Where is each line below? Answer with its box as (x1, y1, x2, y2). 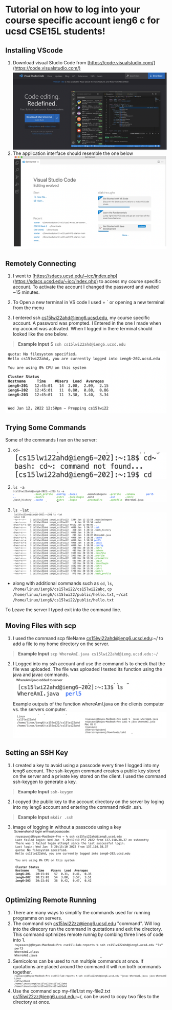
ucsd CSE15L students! (5, 26, 106, 37)
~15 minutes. (12, 289, 40, 295)
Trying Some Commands (5, 423, 86, 432)
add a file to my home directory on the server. (12, 641, 110, 647)
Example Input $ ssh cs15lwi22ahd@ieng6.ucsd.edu (17, 341, 126, 347)
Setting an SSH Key (5, 749, 68, 757)
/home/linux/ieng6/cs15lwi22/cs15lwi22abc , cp (12, 586, 112, 592)
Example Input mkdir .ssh (17, 814, 74, 820)
